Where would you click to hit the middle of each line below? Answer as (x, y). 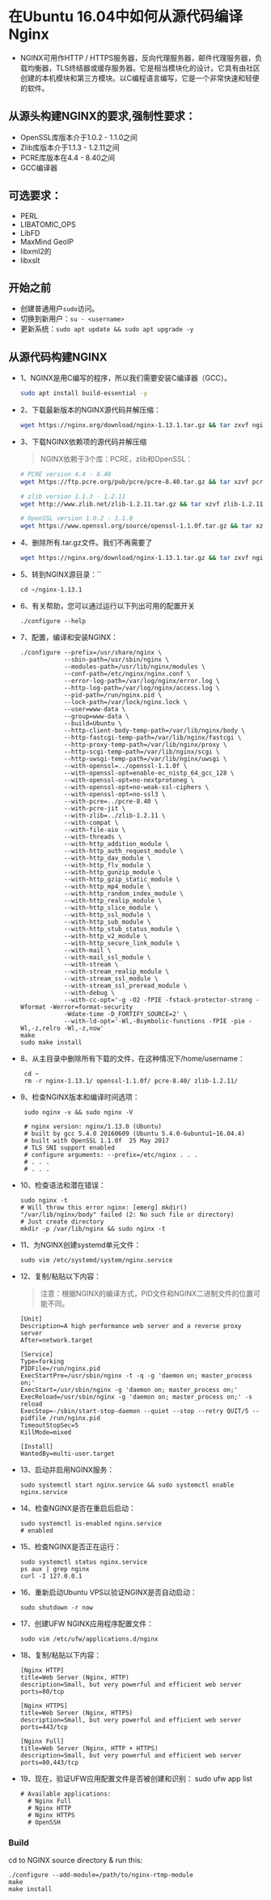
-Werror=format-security (91, 1007)
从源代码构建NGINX (58, 357)
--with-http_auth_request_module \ (123, 852)
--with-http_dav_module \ (107, 858)
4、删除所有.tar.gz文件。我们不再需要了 (86, 543)
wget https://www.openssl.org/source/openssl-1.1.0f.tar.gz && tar (136, 526)
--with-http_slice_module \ (111, 908)
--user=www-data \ (95, 710)
